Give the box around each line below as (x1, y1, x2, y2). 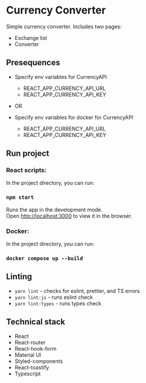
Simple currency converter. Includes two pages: (6, 23, 122, 30)
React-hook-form (14, 345, 57, 352)
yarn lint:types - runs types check (14, 299, 101, 307)
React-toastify (14, 364, 49, 371)
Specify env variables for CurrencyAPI (14, 73, 107, 80)
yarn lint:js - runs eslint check (14, 294, 93, 301)
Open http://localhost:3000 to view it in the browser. (6, 212, 133, 219)
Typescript (14, 370, 41, 377)
